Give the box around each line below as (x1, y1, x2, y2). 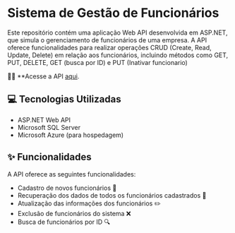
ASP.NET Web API (17, 115, 71, 124)
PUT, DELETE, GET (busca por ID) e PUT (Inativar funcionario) (7, 58, 188, 66)
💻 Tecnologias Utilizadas (7, 93, 121, 105)
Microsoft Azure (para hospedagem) (17, 131, 124, 139)
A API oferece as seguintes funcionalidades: (7, 169, 136, 178)
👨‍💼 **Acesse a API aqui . (7, 72, 80, 80)
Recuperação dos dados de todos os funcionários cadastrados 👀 (17, 191, 207, 199)
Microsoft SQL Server (17, 123, 81, 131)
